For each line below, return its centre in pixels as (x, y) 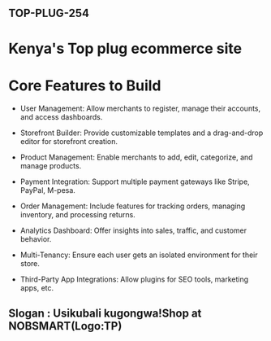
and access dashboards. (61, 116)
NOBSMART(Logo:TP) (65, 326)
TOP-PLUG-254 (49, 13)
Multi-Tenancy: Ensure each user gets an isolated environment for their (139, 255)
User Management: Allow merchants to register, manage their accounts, (140, 108)
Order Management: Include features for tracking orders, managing (133, 206)
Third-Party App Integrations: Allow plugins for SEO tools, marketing (134, 279)
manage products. (51, 165)
